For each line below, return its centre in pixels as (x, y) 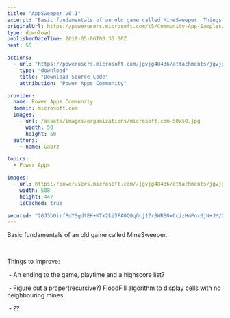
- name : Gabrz (39, 147)
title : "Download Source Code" (64, 77)
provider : (21, 96)
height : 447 (36, 197)
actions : (20, 58)
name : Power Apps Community (53, 102)
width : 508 (35, 190)
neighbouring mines (35, 295)
